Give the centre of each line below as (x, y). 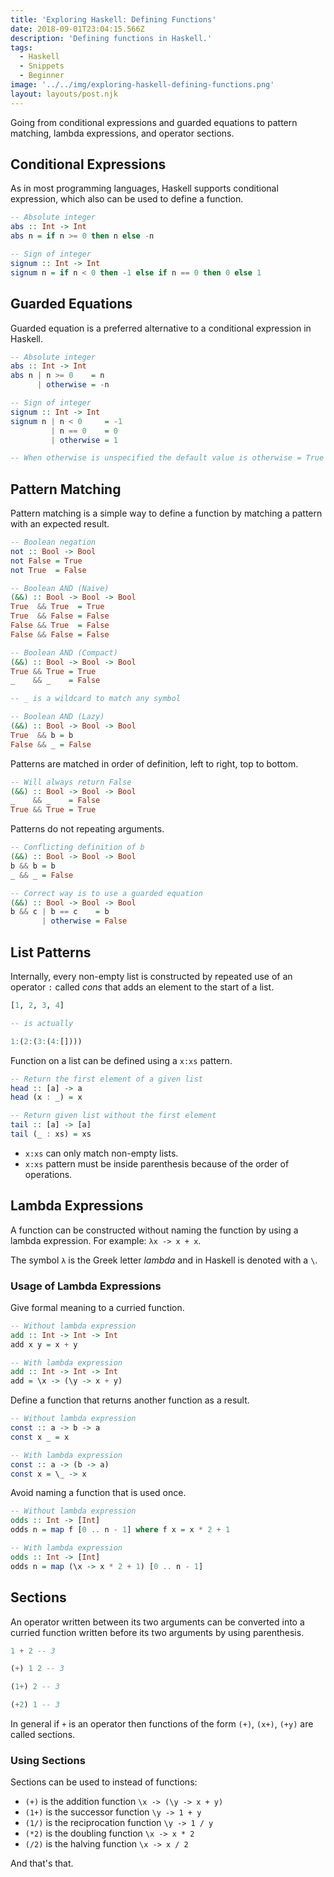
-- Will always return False (71, 782)
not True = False (48, 570)
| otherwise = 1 (84, 440)
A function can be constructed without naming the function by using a (154, 1230)
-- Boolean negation (53, 542)
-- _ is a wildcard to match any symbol (96, 699)
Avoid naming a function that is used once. (98, 1493)
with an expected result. (60, 524)
